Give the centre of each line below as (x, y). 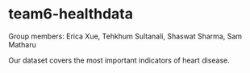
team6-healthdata (71, 14)
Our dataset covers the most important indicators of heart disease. (119, 60)
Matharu (22, 44)
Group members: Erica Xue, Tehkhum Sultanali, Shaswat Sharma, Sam (125, 36)
